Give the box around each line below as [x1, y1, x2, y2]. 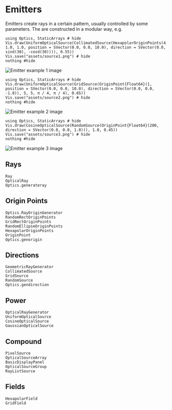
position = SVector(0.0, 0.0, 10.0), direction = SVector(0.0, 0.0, [5, 86, 155, 91]
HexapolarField [5, 396, 38, 401]
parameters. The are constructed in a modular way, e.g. [5, 26, 123, 32]
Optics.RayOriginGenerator [5, 210, 63, 215]
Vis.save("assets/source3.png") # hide [5, 132, 91, 137]
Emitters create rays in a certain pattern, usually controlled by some [5, 20, 148, 27]
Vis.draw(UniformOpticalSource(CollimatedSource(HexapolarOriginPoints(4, [5, 40, 168, 46]
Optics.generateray [5, 183, 47, 188]
